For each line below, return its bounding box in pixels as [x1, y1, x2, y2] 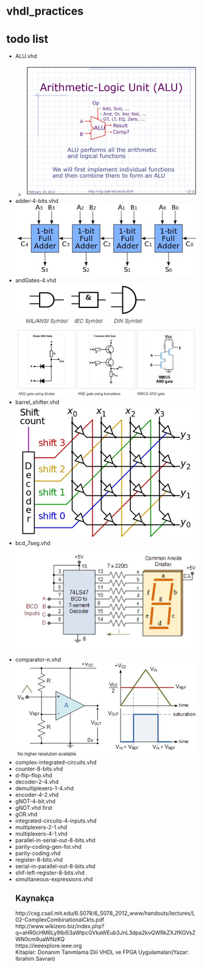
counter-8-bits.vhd [15, 765, 63, 772]
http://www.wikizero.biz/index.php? [15, 922, 105, 930]
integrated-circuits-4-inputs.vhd [15, 817, 97, 824]
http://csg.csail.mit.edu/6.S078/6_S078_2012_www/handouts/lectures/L [15, 909, 195, 917]
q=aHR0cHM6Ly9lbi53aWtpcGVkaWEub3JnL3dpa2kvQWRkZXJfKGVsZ [15, 929, 196, 936]
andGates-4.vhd [15, 277, 57, 284]
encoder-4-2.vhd [15, 791, 59, 798]
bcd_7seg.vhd [15, 540, 51, 547]
